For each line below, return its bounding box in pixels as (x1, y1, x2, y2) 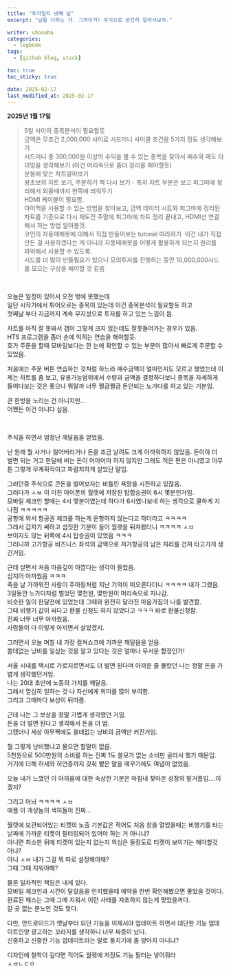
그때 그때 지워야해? (7, 864, 58, 872)
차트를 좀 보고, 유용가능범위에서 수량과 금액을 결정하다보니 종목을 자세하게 (19, 373, 219, 382)
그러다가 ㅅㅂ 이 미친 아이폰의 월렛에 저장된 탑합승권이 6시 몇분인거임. (7, 489, 195, 497)
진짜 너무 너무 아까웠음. (7, 615, 70, 624)
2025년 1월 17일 (7, 112, 52, 121)
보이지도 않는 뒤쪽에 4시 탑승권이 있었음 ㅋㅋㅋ (7, 531, 133, 540)
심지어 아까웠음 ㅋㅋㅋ (7, 572, 67, 580)
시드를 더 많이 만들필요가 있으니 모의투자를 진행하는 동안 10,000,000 (23, 256, 208, 264)
